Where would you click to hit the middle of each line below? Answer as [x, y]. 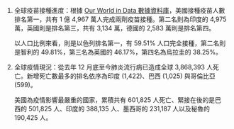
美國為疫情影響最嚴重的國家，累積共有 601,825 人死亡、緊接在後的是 [115, 100]
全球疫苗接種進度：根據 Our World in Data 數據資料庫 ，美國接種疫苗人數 [119, 10]
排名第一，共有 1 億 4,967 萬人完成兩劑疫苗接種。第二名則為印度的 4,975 [120, 19]
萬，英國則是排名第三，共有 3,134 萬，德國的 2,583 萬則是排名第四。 [115, 28]
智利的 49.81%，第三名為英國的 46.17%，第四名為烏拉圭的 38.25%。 [121, 52]
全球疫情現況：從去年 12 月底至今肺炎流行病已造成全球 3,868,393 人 [113, 67]
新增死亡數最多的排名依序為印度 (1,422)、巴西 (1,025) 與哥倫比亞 [121, 76]
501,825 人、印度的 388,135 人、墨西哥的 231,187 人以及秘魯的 [119, 109]
